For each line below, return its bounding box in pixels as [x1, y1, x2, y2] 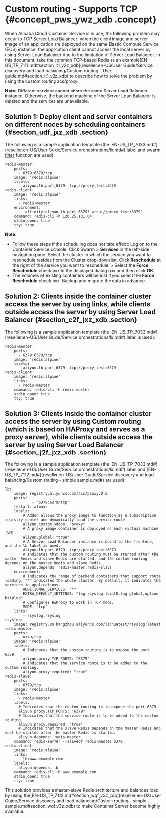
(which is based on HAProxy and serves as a [5, 425, 145, 433]
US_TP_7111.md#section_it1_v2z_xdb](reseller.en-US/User [5, 62, 122, 68]
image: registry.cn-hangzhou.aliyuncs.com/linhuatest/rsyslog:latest [14, 622, 161, 627]
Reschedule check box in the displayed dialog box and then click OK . [12, 267, 155, 273]
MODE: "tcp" [23, 604, 48, 610]
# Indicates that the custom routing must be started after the [23, 552, 159, 557]
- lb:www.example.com [18, 757, 63, 762]
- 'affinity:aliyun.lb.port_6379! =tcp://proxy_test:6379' [18, 209, 143, 214]
